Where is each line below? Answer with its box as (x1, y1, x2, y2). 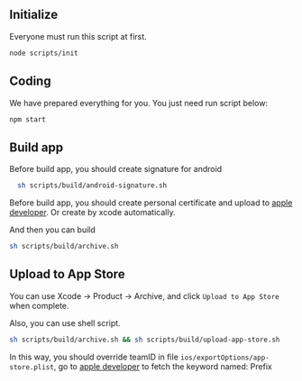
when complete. (9, 300, 69, 311)
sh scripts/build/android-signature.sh (17, 181, 168, 190)
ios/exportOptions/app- (179, 353, 270, 362)
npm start (9, 114, 47, 124)
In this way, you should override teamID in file (9, 351, 178, 362)
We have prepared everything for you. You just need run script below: (9, 97, 269, 108)
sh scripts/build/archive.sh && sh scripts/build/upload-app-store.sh (9, 335, 280, 344)
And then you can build (9, 224, 96, 235)
